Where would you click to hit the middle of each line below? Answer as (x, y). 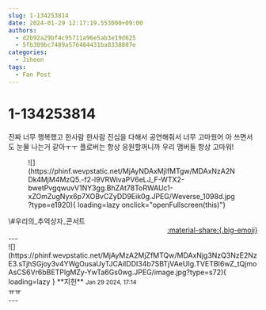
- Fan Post (33, 75)
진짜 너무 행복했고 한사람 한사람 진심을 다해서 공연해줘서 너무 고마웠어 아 (120, 136)
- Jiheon (30, 60)
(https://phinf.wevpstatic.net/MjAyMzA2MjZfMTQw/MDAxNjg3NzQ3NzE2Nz (133, 255)
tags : (17, 67)
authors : (23, 30)
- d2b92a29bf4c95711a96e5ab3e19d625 (76, 38)
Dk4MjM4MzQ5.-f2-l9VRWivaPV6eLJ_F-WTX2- (106, 179)
